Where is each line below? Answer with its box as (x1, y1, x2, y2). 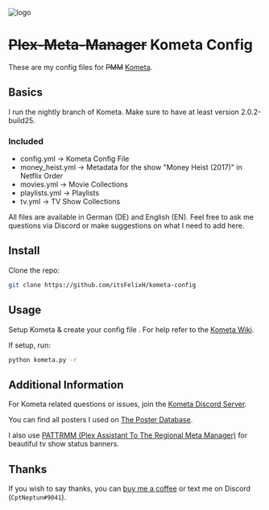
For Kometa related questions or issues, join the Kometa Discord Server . (8, 399, 247, 409)
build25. (8, 115, 35, 125)
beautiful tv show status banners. (8, 439, 119, 449)
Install (8, 244, 40, 257)
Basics (8, 85, 43, 100)
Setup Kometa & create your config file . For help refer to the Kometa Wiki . (8, 324, 255, 334)
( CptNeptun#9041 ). (8, 492, 67, 502)
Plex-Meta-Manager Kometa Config (8, 36, 254, 54)
